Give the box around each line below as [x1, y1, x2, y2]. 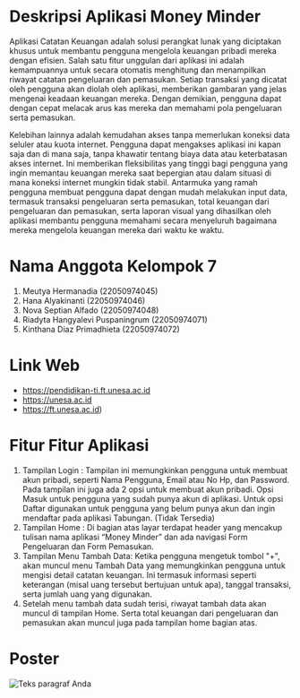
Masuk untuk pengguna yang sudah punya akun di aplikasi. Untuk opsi [21, 493, 284, 504]
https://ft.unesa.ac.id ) [21, 403, 103, 414]
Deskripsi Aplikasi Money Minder [9, 6, 261, 27]
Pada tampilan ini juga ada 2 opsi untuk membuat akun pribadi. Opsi [21, 484, 274, 495]
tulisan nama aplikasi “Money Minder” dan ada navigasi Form [21, 531, 248, 542]
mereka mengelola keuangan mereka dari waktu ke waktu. [9, 224, 225, 235]
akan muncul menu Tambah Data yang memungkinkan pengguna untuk [21, 560, 287, 571]
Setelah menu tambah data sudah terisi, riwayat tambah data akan [21, 598, 267, 608]
